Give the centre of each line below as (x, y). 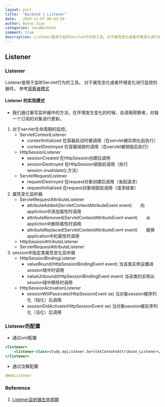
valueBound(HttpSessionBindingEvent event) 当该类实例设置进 (90, 264)
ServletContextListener (43, 134)
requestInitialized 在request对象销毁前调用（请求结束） (82, 188)
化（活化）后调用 (44, 312)
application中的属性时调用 (53, 236)
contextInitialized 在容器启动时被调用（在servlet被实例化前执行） (93, 140)
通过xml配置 (25, 338)
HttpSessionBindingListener (48, 258)
